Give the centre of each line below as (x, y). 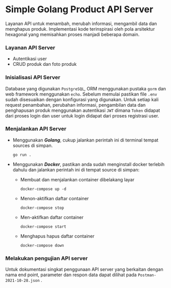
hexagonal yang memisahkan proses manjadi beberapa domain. (72, 34)
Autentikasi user (30, 59)
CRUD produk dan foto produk (45, 64)
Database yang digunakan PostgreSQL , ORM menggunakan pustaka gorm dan (86, 88)
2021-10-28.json (22, 281)
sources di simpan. (33, 145)
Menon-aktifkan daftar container (55, 198)
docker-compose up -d (43, 189)
